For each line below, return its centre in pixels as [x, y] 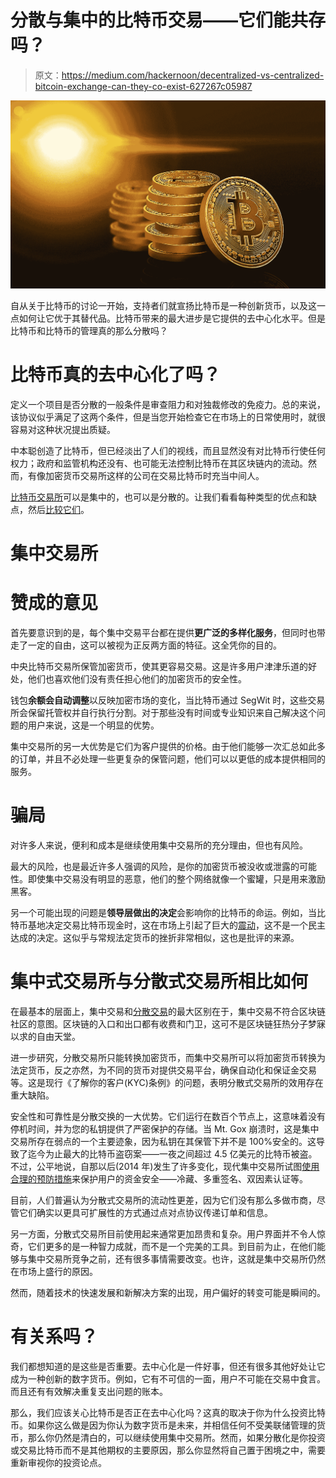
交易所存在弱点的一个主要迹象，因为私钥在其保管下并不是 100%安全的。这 [163, 1141]
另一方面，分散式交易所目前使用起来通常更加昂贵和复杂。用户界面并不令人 [163, 1233]
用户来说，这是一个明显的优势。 [93, 725]
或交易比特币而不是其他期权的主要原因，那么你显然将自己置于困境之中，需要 [168, 1450]
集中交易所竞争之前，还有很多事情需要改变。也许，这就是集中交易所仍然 [176, 1258]
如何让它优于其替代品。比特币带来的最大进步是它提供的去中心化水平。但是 [172, 318]
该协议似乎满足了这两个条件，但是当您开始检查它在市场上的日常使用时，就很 [168, 417]
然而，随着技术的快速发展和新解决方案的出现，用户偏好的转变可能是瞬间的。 [168, 1292]
